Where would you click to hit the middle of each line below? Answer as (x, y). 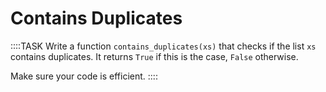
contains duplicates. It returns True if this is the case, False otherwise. (154, 56)
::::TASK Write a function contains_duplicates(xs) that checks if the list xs (163, 46)
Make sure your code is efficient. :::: (84, 76)
